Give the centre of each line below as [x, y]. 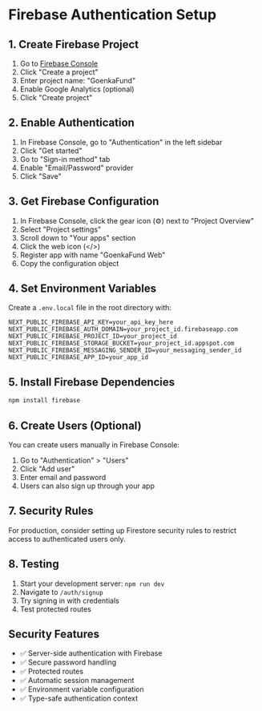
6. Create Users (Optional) [75, 425]
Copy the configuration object [69, 263]
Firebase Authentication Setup [113, 15]
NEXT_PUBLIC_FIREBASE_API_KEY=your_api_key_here [91, 322]
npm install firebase [44, 401]
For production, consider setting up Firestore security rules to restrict [123, 530]
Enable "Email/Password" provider [77, 168]
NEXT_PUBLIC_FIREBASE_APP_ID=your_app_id [79, 358]
